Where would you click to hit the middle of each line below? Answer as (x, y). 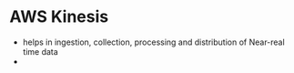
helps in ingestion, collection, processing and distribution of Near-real (153, 42)
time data (41, 51)
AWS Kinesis (59, 17)
